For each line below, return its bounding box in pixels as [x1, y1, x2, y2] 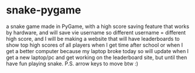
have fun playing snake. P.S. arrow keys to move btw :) [6, 60, 139, 67]
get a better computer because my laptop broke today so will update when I [6, 47, 189, 54]
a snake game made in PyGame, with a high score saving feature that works [6, 23, 189, 30]
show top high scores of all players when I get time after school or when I [6, 41, 183, 48]
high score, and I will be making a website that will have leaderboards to [6, 35, 180, 42]
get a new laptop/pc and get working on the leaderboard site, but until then [6, 54, 187, 61]
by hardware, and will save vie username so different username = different [6, 29, 186, 36]
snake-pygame [6, 4, 81, 17]
